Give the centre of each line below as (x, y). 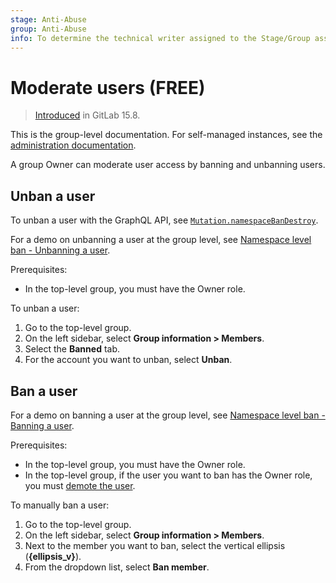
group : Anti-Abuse (48, 29)
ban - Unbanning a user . (60, 250)
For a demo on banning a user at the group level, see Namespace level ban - (168, 415)
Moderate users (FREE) (108, 87)
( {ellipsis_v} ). (53, 556)
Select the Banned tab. (72, 349)
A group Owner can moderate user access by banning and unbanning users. (168, 165)
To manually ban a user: (60, 505)
